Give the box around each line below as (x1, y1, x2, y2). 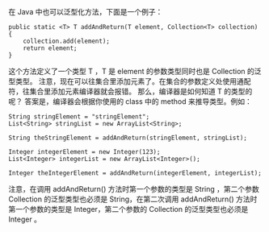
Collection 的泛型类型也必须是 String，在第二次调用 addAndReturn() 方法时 (8, 194, 258, 204)
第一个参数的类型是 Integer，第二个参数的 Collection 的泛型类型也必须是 (8, 205, 249, 213)
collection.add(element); (23, 37, 111, 45)
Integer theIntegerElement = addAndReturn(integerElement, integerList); (8, 169, 263, 177)
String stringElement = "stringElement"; (8, 113, 150, 121)
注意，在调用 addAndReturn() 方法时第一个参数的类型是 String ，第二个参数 (8, 184, 260, 193)
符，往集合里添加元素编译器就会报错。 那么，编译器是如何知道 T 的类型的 (8, 87, 253, 96)
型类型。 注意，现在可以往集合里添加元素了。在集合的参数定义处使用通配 (8, 77, 251, 86)
